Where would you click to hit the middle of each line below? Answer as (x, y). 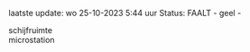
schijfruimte (31, 30)
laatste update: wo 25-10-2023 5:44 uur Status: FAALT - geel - (125, 13)
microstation (32, 40)
